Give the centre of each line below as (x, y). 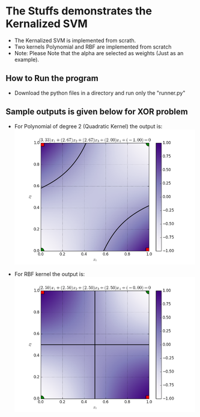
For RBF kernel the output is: (50, 274)
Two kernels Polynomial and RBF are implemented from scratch (93, 47)
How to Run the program (52, 78)
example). (27, 59)
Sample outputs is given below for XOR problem (97, 112)
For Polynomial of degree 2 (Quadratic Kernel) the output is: (88, 126)
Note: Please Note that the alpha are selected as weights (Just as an (99, 53)
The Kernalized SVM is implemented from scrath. (75, 40)
